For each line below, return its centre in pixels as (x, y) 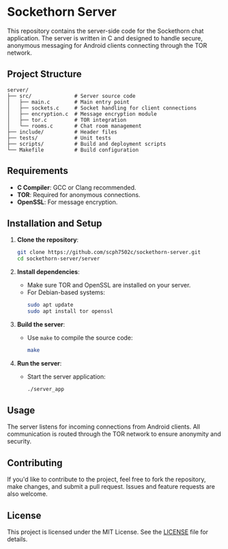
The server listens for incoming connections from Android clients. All (103, 427)
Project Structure (44, 74)
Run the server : (39, 363)
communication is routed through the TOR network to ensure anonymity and (114, 434)
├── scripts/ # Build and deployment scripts (87, 144)
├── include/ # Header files (62, 132)
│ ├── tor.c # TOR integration (67, 120)
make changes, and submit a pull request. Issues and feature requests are (111, 487)
